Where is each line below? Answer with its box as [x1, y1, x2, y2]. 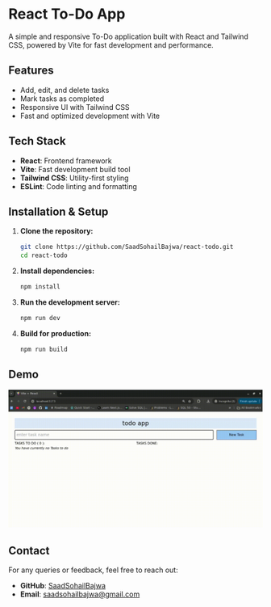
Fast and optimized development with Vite [19, 111, 161, 120]
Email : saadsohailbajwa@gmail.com [19, 589, 140, 599]
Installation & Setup [8, 204, 109, 218]
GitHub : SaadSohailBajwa [19, 581, 106, 591]
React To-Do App [8, 5, 126, 23]
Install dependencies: [19, 266, 95, 276]
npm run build [19, 345, 68, 353]
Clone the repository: [19, 226, 94, 236]
